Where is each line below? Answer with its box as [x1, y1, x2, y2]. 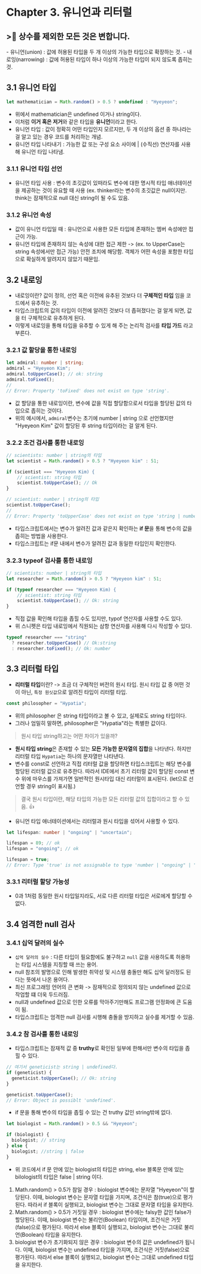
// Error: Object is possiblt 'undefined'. [6, 1097, 117, 1103]
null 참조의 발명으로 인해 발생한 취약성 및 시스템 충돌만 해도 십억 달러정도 [14, 968, 185, 976]
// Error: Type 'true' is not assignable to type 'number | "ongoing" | [6, 862, 191, 868]
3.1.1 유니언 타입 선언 [6, 165, 63, 173]
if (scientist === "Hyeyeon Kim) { [6, 469, 95, 475]
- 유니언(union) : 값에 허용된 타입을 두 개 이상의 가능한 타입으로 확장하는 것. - [6, 49, 186, 55]
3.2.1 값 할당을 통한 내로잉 [6, 346, 77, 354]
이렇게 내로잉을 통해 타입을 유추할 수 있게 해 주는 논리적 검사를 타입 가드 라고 [14, 322, 193, 329]
